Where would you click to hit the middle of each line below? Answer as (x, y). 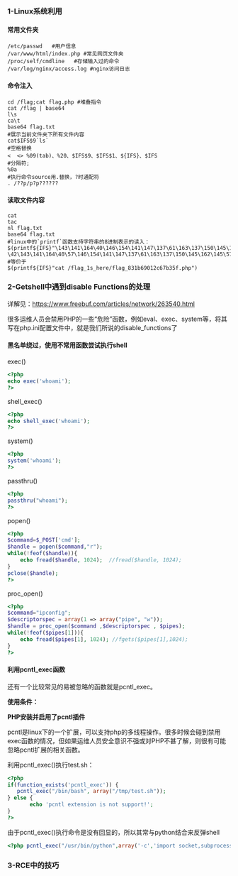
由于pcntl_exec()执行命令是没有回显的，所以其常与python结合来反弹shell (114, 832)
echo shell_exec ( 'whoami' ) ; (49, 421)
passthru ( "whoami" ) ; (38, 500)
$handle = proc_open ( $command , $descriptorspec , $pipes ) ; (96, 626)
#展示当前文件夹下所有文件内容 (46, 135)
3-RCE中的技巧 (33, 865)
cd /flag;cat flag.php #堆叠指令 (55, 102)
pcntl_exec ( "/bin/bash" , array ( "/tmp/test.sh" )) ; (91, 792)
